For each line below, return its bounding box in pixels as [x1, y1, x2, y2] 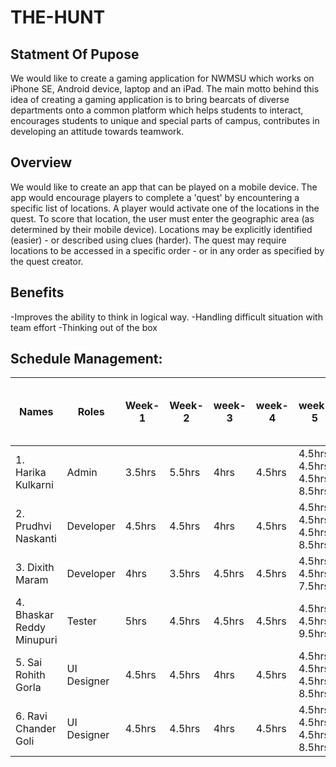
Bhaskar [15, 608, 55, 622]
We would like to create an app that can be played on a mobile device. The [10, 181, 318, 193]
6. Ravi [15, 709, 48, 723]
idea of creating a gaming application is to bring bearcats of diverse [10, 94, 290, 105]
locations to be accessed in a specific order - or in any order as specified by [10, 244, 325, 256]
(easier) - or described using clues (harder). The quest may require [10, 234, 287, 246]
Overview [10, 154, 73, 171]
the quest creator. [10, 255, 84, 267]
